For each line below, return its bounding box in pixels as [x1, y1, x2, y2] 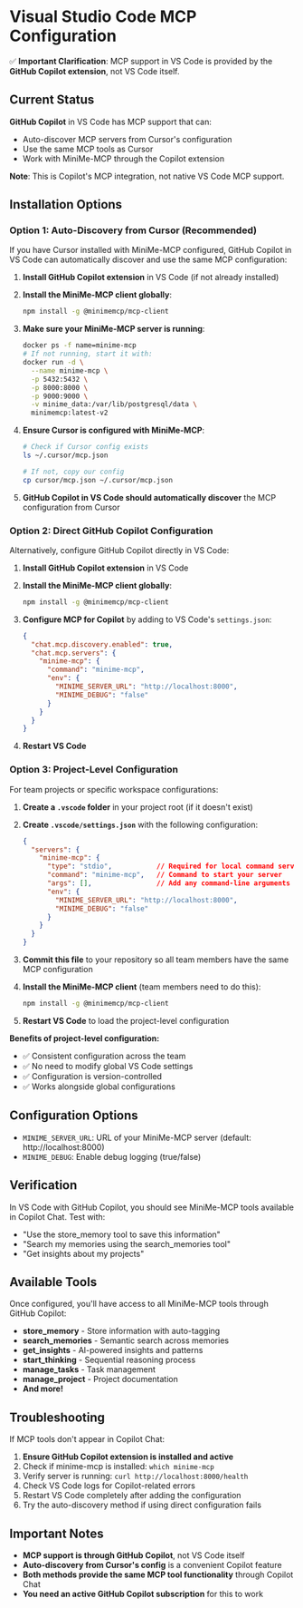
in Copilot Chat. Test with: [9, 1211, 106, 1222]
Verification [9, 1177, 78, 1194]
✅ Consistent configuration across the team [22, 1050, 186, 1061]
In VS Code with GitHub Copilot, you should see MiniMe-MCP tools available [9, 1202, 294, 1213]
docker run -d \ [22, 358, 84, 367]
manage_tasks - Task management [22, 1364, 156, 1375]
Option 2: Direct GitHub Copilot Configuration [9, 524, 213, 537]
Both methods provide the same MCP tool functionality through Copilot [22, 1569, 294, 1580]
